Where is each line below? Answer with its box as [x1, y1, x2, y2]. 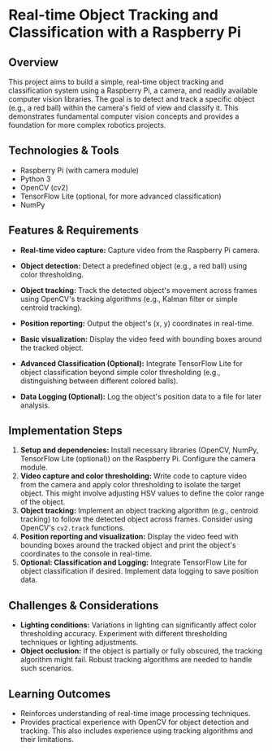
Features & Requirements [8, 224, 140, 238]
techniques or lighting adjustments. [19, 637, 139, 648]
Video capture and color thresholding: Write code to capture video [19, 471, 248, 481]
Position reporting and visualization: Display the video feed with [19, 531, 239, 542]
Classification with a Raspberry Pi [8, 23, 242, 41]
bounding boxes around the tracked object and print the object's [19, 540, 237, 550]
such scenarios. [19, 663, 74, 673]
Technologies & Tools [8, 144, 119, 158]
